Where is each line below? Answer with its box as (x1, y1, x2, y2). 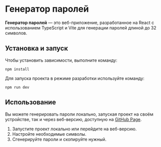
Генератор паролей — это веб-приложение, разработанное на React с (5, 20, 154, 25)
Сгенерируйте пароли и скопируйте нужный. (12, 136, 107, 142)
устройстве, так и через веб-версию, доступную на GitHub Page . (5, 116, 142, 122)
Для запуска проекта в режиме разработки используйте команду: (5, 75, 145, 81)
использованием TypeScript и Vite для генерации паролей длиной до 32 (5, 24, 157, 30)
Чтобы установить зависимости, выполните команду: (5, 57, 117, 63)
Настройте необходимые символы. (12, 131, 87, 137)
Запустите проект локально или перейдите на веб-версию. (12, 126, 137, 132)
